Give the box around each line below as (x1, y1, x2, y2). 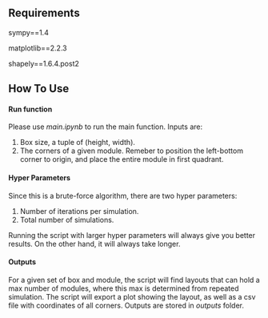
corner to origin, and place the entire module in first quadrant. (19, 155, 224, 164)
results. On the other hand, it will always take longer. (8, 239, 181, 248)
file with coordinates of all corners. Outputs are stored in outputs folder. (8, 300, 244, 310)
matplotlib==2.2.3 (8, 43, 67, 53)
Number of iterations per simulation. (19, 206, 139, 215)
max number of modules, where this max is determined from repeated (8, 284, 239, 293)
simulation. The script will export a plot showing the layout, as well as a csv (8, 292, 256, 301)
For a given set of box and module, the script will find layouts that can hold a (8, 275, 260, 284)
